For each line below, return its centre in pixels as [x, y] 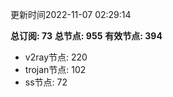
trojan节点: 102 [55, 69]
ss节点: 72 [46, 82]
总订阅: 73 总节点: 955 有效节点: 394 [86, 36]
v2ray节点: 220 [56, 57]
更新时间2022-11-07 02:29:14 [71, 14]
